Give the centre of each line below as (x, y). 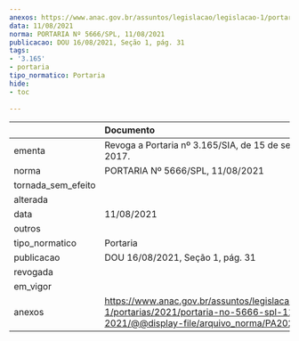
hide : (19, 84)
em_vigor (32, 287)
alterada (31, 199)
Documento (130, 130)
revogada (33, 272)
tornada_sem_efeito (55, 185)
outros (28, 229)
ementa (30, 150)
